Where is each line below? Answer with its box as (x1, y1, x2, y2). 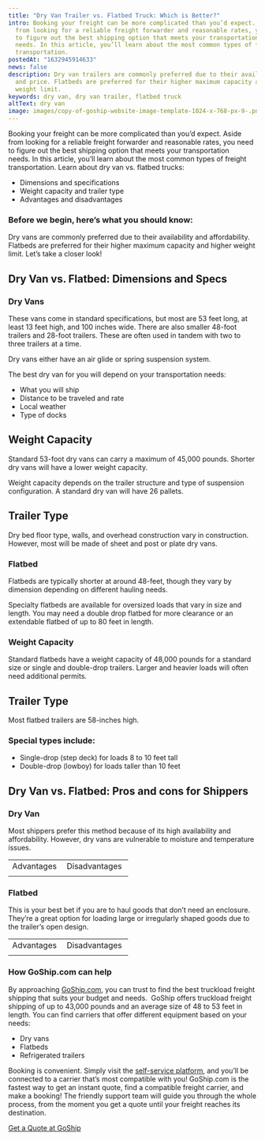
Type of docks (19, 410, 67, 419)
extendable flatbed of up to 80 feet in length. (8, 616, 154, 626)
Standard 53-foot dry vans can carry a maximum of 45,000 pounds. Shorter (8, 454, 256, 464)
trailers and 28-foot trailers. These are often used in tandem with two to (8, 330, 241, 340)
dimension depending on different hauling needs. (8, 585, 168, 594)
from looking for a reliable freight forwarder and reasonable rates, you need (8, 138, 254, 146)
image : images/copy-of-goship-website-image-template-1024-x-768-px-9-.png (8, 108, 263, 116)
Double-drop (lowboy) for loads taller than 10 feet (19, 761, 181, 771)
